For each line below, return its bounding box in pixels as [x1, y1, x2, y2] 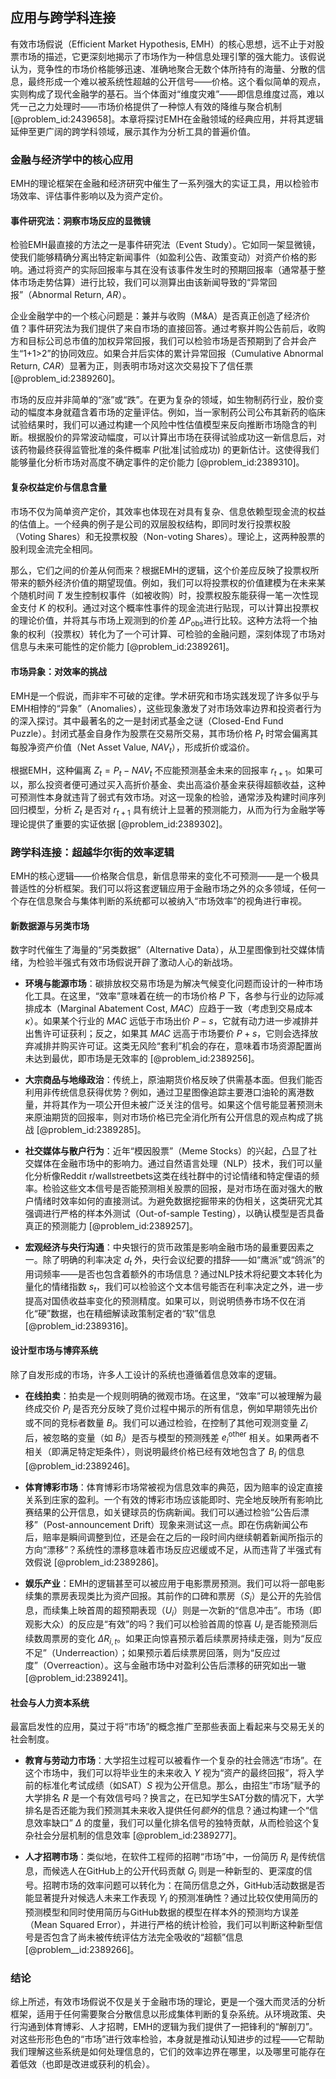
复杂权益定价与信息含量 [10, 481, 107, 493]
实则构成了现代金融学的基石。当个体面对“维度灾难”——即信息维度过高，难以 [10, 88, 325, 100]
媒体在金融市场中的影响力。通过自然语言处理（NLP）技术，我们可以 [33, 1158, 315, 1170]
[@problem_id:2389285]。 [36, 1124, 147, 1136]
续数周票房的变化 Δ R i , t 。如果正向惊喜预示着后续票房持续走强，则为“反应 [24, 1633, 323, 1647]
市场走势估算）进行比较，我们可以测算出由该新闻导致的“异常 [18, 276, 269, 288]
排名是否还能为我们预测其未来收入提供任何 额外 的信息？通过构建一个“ [24, 1804, 310, 1817]
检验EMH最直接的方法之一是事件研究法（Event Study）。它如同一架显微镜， [10, 239, 321, 251]
